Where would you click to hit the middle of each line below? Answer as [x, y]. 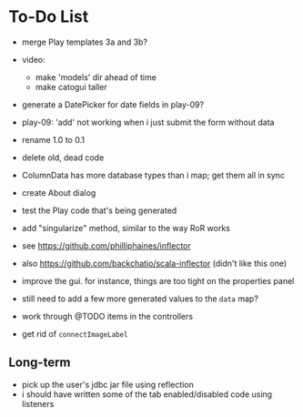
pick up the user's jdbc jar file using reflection [108, 384]
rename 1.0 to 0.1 [53, 139]
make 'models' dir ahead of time [96, 77]
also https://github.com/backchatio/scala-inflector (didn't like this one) [154, 263]
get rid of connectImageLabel [75, 333]
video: [34, 59]
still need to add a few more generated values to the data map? [140, 299]
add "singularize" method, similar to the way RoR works [126, 228]
